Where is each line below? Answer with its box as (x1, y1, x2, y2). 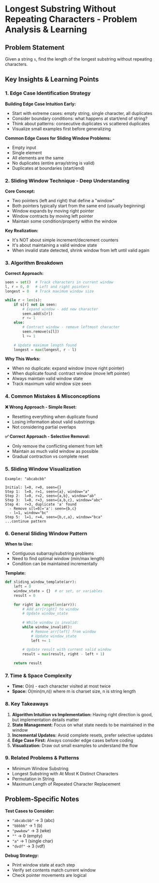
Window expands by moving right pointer (12, 208, 94, 214)
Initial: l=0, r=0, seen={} (5, 485, 62, 490)
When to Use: (5, 541, 33, 547)
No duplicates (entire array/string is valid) (12, 160, 95, 166)
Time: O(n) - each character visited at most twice (12, 683, 111, 689)
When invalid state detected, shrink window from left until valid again (12, 247, 150, 253)
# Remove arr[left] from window (30, 629, 96, 634)
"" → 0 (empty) (12, 833, 43, 838)
